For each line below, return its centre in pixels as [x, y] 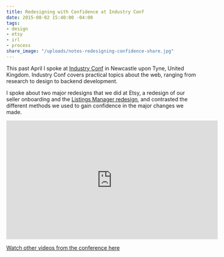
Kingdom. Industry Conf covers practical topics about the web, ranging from [101, 75]
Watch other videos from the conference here [63, 247]
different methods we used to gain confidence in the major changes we [95, 106]
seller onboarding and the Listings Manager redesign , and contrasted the [97, 99]
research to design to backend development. [62, 81]
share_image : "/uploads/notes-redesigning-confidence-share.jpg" [90, 51]
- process [19, 46]
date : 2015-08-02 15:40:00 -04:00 [50, 17]
